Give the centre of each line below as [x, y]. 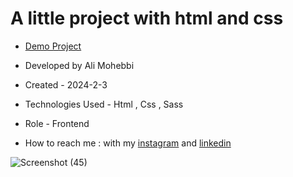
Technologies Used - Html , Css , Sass [104, 104]
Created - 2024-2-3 [66, 84]
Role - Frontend [57, 123]
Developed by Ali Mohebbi [79, 65]
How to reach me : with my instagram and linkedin [128, 143]
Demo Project [53, 46]
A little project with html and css [147, 18]
